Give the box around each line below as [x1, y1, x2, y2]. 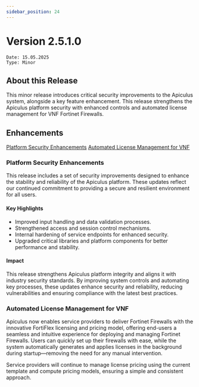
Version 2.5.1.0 [6, 34, 82, 48]
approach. [6, 374, 32, 381]
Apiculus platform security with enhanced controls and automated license [6, 104, 188, 111]
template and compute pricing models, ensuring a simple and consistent [6, 368, 184, 375]
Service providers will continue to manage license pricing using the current [6, 361, 191, 368]
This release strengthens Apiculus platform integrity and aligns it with [6, 270, 177, 278]
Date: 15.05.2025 [6, 54, 49, 60]
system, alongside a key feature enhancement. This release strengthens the [6, 98, 192, 105]
